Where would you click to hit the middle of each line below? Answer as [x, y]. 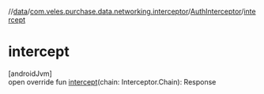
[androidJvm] [30, 73]
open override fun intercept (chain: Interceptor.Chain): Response [112, 81]
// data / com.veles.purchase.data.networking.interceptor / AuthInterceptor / [126, 11]
